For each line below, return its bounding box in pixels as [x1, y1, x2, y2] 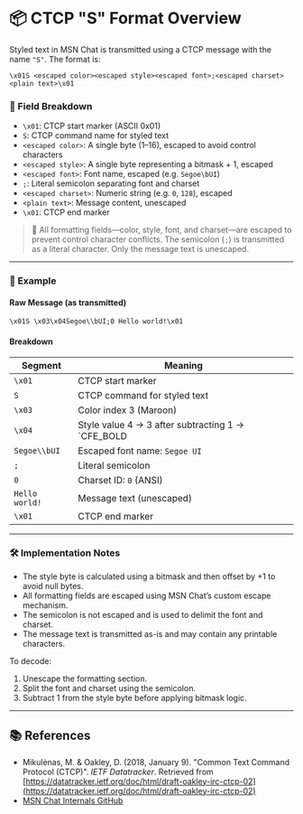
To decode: [9, 655, 52, 666]
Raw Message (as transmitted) [9, 296, 127, 308]
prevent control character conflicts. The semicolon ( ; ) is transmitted [31, 234, 285, 245]
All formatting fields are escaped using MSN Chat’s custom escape [22, 590, 271, 601]
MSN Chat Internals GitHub [22, 795, 124, 806]
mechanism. [22, 599, 69, 611]
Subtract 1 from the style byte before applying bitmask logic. [22, 692, 247, 703]
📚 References [9, 728, 91, 744]
